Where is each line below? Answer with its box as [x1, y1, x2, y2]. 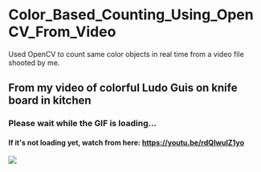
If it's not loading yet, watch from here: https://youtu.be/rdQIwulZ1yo [8, 137, 245, 147]
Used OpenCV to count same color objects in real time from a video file [8, 49, 245, 59]
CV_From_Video [8, 23, 116, 41]
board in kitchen [8, 94, 92, 108]
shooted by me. [8, 58, 60, 68]
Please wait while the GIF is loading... [8, 118, 157, 129]
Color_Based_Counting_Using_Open [8, 6, 255, 24]
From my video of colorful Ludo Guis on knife [8, 81, 238, 95]
